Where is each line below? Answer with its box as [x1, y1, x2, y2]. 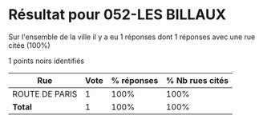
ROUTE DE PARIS [12, 88, 78, 99]
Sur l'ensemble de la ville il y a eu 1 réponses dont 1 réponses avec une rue [8, 32, 256, 42]
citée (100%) [8, 40, 51, 50]
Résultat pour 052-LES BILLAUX [8, 6, 227, 24]
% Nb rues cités [165, 74, 229, 85]
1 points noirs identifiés [8, 56, 85, 65]
